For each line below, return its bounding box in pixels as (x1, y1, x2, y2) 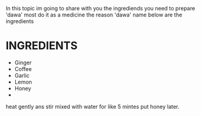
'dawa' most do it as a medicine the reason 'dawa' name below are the (5, 11, 183, 18)
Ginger (14, 59, 32, 66)
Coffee (14, 65, 32, 72)
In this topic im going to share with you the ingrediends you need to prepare (5, 5, 196, 12)
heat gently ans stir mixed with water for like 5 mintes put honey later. (5, 103, 180, 110)
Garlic (14, 72, 30, 79)
